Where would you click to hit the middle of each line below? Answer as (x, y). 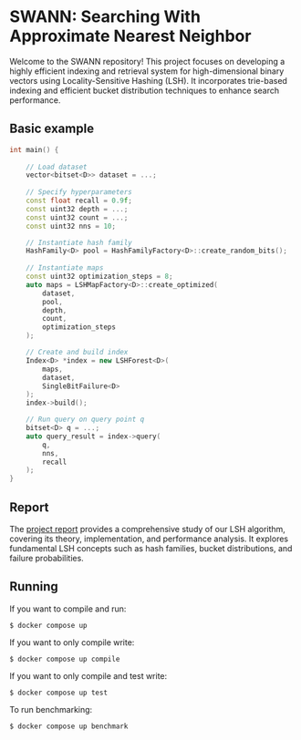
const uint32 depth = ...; (77, 209)
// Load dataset (57, 167)
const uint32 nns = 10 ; (71, 226)
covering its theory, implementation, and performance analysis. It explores (149, 539)
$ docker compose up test (58, 693)
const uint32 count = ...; (77, 217)
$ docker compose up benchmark (69, 726)
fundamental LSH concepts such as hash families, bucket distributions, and (151, 548)
